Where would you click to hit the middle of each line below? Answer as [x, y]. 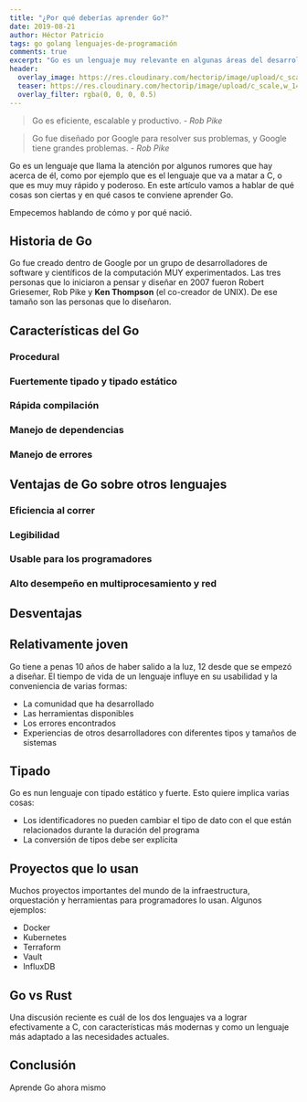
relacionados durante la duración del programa [111, 830]
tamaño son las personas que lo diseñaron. [90, 302]
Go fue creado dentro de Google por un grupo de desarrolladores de [138, 263]
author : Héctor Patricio [57, 35]
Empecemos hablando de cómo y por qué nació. [101, 212]
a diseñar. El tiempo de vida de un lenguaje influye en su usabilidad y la [143, 676]
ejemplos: [28, 910]
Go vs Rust [41, 996]
